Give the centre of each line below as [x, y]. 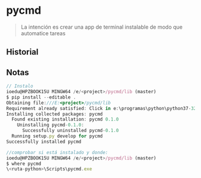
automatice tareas [43, 33]
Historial [22, 52]
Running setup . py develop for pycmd [57, 136]
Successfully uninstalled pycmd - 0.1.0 [70, 131]
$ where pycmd [24, 164]
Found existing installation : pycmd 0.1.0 [65, 119]
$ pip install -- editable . [41, 97]
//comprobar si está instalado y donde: [57, 152]
